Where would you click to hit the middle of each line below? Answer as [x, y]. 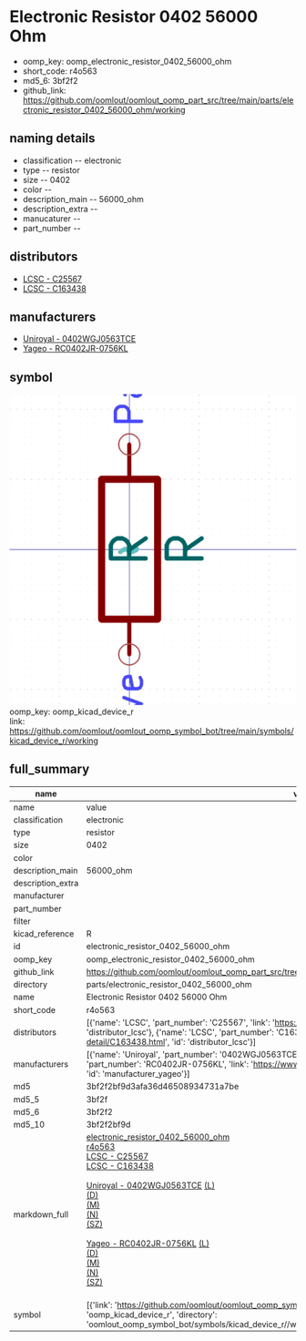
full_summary [50, 769]
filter [22, 921]
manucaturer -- [51, 218]
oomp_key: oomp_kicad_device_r [72, 711]
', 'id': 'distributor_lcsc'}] [211, 1041]
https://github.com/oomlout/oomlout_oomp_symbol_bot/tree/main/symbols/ [152, 732]
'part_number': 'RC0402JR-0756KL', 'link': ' [169, 1064]
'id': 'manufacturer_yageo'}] [138, 1074]
